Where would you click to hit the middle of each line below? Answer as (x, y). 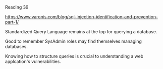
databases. (17, 46)
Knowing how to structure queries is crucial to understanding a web (74, 56)
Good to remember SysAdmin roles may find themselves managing (74, 41)
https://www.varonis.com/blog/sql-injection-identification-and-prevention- (81, 17)
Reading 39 (17, 7)
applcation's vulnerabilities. (33, 61)
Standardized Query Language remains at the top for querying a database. (81, 32)
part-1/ (12, 22)
